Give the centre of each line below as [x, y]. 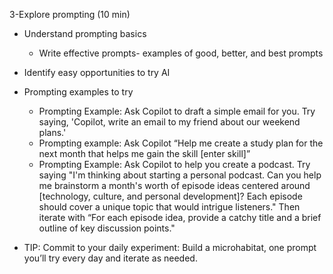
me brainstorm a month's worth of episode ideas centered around [174, 185]
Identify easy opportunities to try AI [97, 72]
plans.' [52, 132]
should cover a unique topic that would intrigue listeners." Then [169, 207]
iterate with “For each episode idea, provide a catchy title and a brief [180, 217]
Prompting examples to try [78, 92]
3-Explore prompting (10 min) [70, 14]
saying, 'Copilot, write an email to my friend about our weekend [169, 122]
